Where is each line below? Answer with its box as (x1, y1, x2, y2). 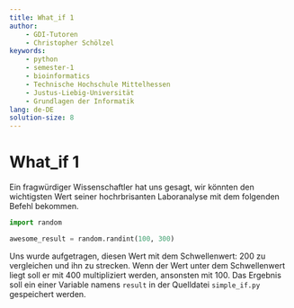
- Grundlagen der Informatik (25, 96, 135, 106)
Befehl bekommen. (9, 201, 79, 212)
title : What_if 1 (9, 13, 75, 22)
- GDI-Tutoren (25, 30, 78, 39)
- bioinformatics (25, 72, 91, 81)
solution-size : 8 (9, 113, 75, 122)
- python (25, 55, 58, 64)
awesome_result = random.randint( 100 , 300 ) (9, 234, 175, 243)
